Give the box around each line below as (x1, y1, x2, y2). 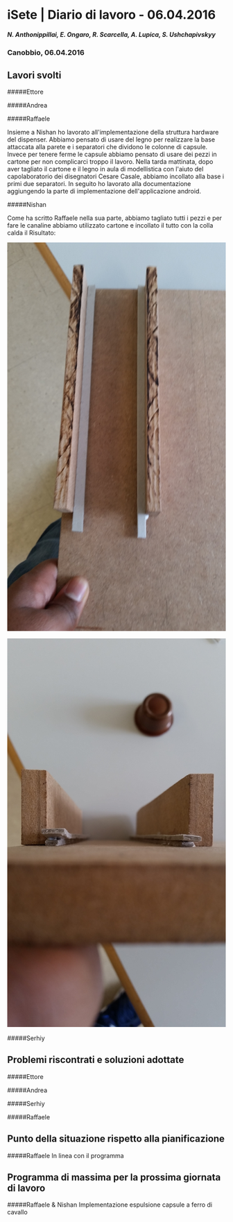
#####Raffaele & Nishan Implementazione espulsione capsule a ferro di (7, 1200, 213, 1209)
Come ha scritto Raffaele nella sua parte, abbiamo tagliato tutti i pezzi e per (7, 214, 223, 222)
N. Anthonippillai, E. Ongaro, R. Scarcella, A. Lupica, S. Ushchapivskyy (7, 30, 216, 38)
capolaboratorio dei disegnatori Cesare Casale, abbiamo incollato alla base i (7, 172, 225, 180)
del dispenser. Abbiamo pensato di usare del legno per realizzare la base (7, 135, 216, 144)
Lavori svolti (7, 69, 62, 81)
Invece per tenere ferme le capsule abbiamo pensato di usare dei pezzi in (7, 150, 217, 158)
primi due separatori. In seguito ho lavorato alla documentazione (7, 179, 191, 187)
